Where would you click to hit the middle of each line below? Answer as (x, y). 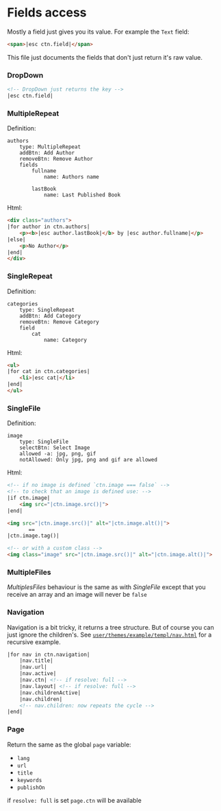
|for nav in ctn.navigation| (49, 654)
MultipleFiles (29, 572)
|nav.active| (38, 674)
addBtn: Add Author (47, 153)
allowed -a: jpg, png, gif (58, 454)
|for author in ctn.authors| (49, 227)
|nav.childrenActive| (50, 693)
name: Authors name (71, 177)
